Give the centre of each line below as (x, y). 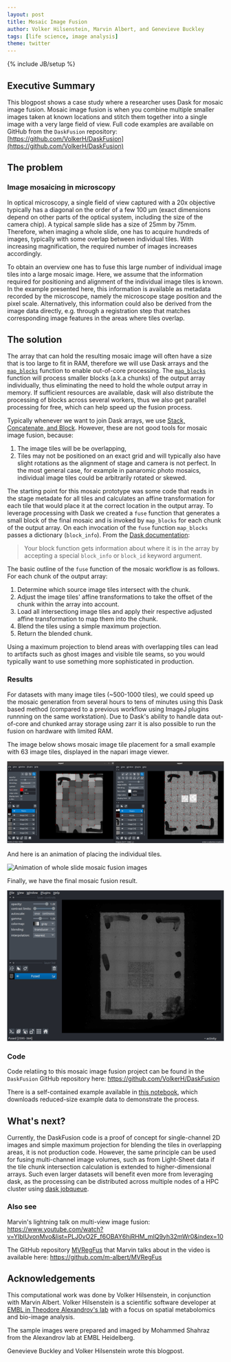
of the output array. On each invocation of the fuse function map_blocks (108, 528)
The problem (35, 168)
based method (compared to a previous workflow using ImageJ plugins (108, 709)
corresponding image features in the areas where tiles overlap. (96, 318)
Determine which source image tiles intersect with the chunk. (104, 590)
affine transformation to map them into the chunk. (87, 619)
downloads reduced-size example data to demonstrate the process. (103, 1099)
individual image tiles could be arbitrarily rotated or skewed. (102, 478)
